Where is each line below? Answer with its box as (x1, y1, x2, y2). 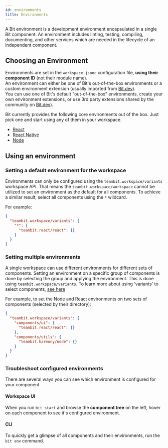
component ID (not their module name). (5, 75, 88, 81)
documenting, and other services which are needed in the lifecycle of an (5, 36, 155, 43)
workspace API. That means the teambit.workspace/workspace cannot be (5, 184, 155, 189)
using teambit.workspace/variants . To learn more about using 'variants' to (5, 281, 159, 287)
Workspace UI (5, 393, 36, 399)
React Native (12, 132, 39, 138)
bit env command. (5, 437, 44, 443)
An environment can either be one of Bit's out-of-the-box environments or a (5, 80, 162, 86)
